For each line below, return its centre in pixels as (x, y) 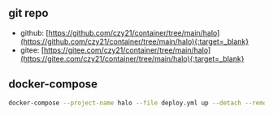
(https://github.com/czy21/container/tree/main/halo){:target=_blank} (134, 41)
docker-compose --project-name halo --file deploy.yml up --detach (125, 103)
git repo (28, 13)
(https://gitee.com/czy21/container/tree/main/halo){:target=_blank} (132, 58)
